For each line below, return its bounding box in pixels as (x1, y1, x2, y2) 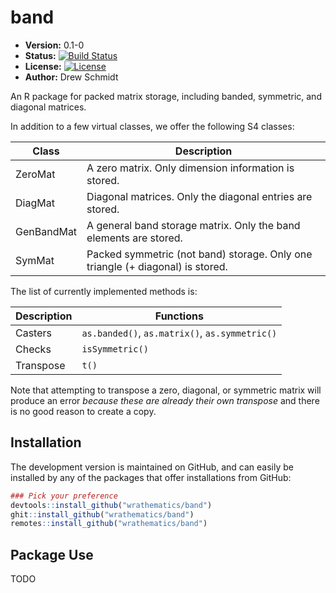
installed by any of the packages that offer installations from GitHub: (10, 471, 292, 483)
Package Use (10, 546, 94, 563)
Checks (15, 342, 52, 356)
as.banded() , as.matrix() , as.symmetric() (81, 326, 278, 340)
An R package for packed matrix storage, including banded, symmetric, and (10, 90, 322, 102)
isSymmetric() (81, 343, 149, 355)
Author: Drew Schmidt (24, 71, 119, 83)
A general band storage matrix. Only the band (86, 218, 301, 232)
